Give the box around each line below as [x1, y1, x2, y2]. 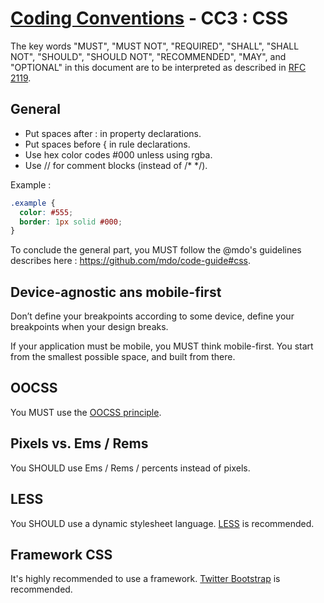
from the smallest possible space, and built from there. [10, 351, 236, 363]
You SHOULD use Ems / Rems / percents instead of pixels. [10, 462, 251, 474]
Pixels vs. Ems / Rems [10, 435, 149, 452]
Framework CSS [10, 546, 113, 563]
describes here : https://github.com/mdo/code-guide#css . [10, 255, 251, 267]
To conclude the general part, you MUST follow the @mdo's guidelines [10, 244, 302, 256]
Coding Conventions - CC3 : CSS [10, 7, 289, 30]
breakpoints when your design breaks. [10, 321, 169, 333]
